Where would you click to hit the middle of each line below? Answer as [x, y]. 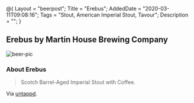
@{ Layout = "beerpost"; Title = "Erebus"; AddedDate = [74, 9]
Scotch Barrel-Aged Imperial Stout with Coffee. [78, 82]
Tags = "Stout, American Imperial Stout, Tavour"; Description [114, 15]
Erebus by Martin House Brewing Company [87, 40]
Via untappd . [22, 94]
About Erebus [26, 69]
